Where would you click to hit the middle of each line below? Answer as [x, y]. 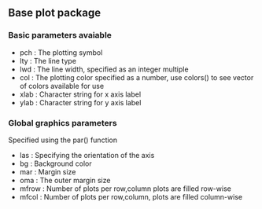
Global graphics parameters [63, 123]
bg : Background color [55, 163]
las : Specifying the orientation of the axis [87, 155]
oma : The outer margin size [65, 180]
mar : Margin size [48, 171]
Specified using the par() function [63, 140]
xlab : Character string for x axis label [80, 94]
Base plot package [54, 13]
